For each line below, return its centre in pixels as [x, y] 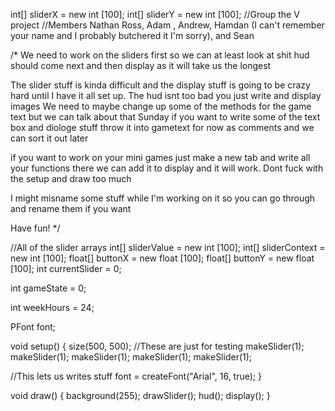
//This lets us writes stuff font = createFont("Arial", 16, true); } [136, 376]
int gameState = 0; [48, 288]
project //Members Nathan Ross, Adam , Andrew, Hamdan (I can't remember [167, 25]
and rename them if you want [71, 208]
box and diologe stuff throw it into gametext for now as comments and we [162, 127]
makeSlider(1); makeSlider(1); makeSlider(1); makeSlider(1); [131, 357]
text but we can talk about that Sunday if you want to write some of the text [165, 117]
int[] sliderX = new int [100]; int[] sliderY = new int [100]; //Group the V [155, 14]
